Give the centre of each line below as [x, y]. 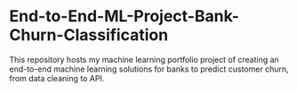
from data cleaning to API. [57, 78]
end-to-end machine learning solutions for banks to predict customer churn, [149, 69]
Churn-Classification [89, 35]
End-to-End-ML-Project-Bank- [124, 16]
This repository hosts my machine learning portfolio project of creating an [144, 59]
